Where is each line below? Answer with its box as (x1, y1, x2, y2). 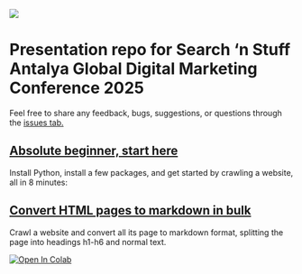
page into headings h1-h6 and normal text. (9, 236, 167, 247)
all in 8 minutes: (9, 177, 69, 187)
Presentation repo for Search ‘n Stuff (9, 40, 291, 60)
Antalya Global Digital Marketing (9, 59, 258, 79)
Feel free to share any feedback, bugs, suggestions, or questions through (9, 107, 282, 118)
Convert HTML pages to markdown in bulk (9, 203, 252, 218)
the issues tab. (9, 117, 65, 128)
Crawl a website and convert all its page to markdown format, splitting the (9, 226, 284, 238)
